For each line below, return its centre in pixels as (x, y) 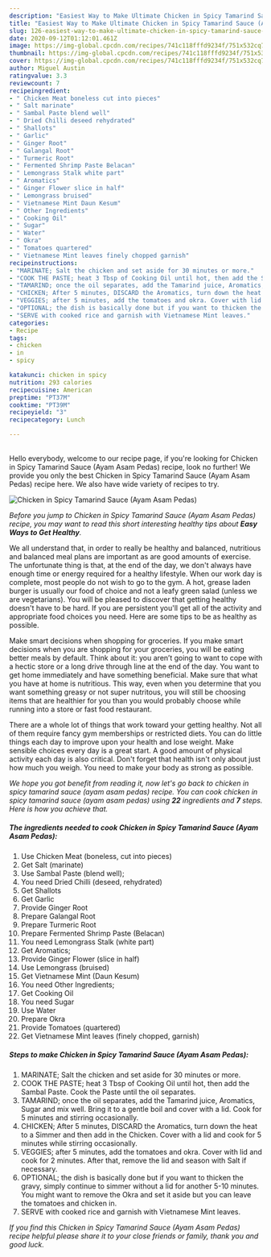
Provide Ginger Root (54, 907)
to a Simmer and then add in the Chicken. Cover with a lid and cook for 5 (141, 1135)
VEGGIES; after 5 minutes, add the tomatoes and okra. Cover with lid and (141, 1151)
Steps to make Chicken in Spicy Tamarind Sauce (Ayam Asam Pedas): (129, 1054)
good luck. (27, 1244)
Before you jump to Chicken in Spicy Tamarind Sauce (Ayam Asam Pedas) (133, 515)
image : (20, 46)
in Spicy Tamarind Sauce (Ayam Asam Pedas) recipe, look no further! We (130, 467)
